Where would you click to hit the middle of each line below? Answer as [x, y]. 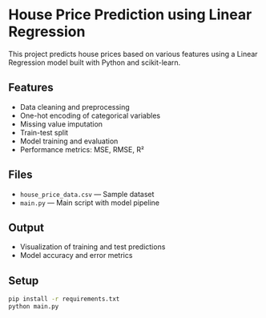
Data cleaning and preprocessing [75, 107]
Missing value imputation [61, 124]
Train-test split [44, 132]
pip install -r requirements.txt [64, 299]
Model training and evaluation [69, 141]
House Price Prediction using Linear [130, 15]
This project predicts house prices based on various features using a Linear [133, 54]
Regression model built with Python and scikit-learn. [95, 62]
